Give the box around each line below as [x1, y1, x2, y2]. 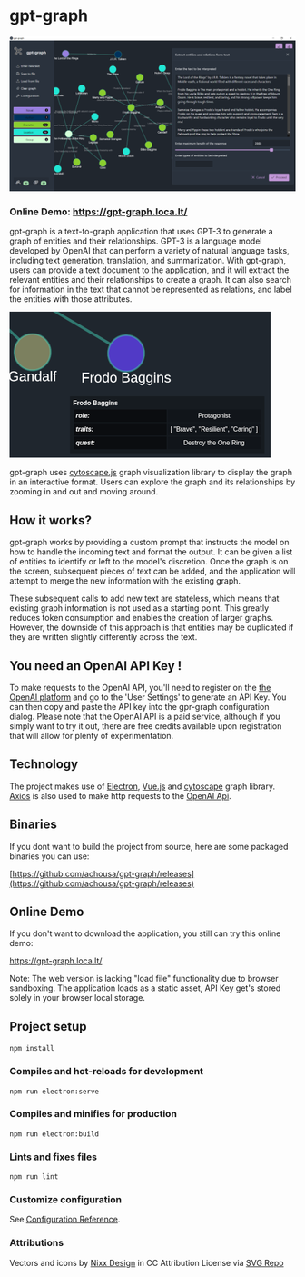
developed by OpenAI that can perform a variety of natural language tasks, [9, 245, 290, 256]
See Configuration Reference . [9, 1214, 121, 1225]
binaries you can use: [9, 851, 90, 862]
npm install [9, 1044, 54, 1053]
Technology [9, 756, 79, 773]
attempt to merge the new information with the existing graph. [9, 575, 241, 586]
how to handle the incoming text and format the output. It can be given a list [9, 546, 293, 557]
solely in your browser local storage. [9, 993, 145, 1003]
